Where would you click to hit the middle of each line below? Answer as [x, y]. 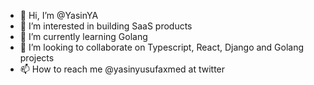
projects [37, 58]
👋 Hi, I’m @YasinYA [59, 15]
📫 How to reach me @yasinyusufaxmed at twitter [122, 69]
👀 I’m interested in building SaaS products [106, 26]
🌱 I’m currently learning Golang [83, 36]
